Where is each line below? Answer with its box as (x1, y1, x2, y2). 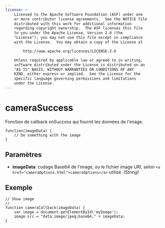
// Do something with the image (14, 132, 81, 137)
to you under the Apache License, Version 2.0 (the (14, 30, 123, 35)
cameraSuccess (5, 103, 73, 114)
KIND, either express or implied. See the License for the (14, 72, 141, 77)
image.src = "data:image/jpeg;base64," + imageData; (14, 214, 125, 219)
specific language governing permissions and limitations (14, 76, 136, 81)
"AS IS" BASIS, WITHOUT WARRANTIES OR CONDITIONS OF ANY (14, 67, 134, 72)
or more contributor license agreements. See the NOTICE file (14, 16, 148, 21)
